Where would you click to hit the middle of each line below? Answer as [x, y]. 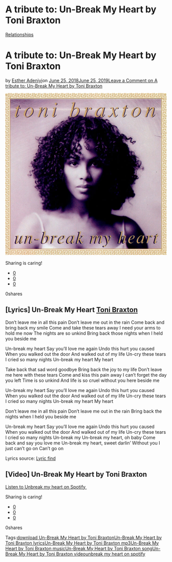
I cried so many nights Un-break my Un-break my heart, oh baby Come [80, 437]
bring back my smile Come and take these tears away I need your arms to [83, 327]
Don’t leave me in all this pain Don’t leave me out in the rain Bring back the [84, 411]
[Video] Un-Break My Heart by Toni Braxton [76, 474]
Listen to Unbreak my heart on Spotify [46, 487]
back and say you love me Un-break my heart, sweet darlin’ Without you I [83, 443]
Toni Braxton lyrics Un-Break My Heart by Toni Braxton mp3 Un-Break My [82, 543]
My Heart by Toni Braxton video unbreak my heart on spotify [82, 554]
